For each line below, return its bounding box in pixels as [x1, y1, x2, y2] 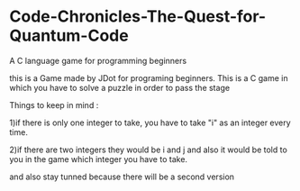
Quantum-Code [9, 25, 129, 46]
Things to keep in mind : [9, 99, 99, 110]
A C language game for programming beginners [9, 55, 187, 66]
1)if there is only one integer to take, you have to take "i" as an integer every [9, 117, 291, 128]
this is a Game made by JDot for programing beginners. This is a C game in [9, 72, 288, 83]
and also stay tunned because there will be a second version [9, 171, 235, 182]
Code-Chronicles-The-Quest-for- [9, 6, 267, 27]
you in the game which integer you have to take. [9, 153, 187, 164]
